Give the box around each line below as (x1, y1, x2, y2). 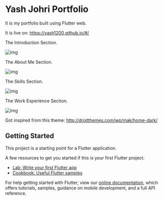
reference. (5, 190, 26, 196)
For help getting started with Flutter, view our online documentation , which (5, 179, 159, 185)
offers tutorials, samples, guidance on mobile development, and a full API (5, 184, 156, 191)
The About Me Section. (5, 59, 53, 65)
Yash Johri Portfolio (5, 4, 89, 15)
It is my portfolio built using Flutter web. (5, 20, 87, 26)
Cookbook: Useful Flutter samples (12, 169, 83, 176)
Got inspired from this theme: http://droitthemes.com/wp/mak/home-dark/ (5, 117, 158, 123)
